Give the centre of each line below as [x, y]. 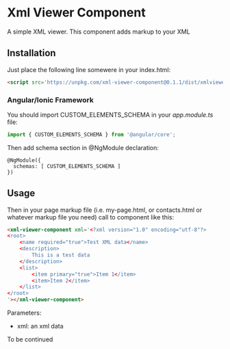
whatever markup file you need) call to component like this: [91, 217]
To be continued [30, 339]
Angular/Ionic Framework [50, 99]
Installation [31, 53]
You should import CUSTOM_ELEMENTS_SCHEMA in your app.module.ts [110, 115]
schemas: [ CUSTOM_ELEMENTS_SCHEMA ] [67, 166]
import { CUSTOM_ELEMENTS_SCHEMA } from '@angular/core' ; [91, 134]
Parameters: [24, 313]
